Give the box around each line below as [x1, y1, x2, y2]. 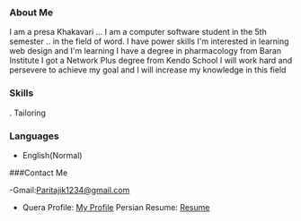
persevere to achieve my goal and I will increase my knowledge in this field [9, 64, 287, 75]
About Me [9, 6, 54, 19]
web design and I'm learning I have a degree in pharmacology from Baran [9, 46, 281, 56]
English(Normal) [22, 149, 83, 160]
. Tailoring [9, 107, 47, 118]
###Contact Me [9, 167, 68, 178]
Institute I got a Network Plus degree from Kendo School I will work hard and [9, 55, 293, 66]
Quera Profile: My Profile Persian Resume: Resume [22, 201, 210, 212]
